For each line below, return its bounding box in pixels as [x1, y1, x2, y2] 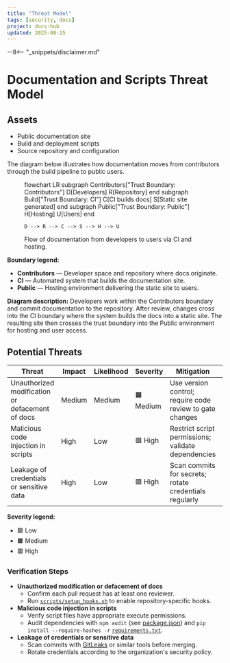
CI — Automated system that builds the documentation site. [16, 276, 186, 285]
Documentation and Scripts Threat [7, 72, 208, 88]
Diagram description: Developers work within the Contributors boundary [7, 297, 214, 306]
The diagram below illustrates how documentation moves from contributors [7, 160, 220, 168]
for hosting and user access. [7, 326, 88, 335]
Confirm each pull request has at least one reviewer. [27, 589, 175, 598]
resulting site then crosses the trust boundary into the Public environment [7, 319, 215, 327]
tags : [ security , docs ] [7, 16, 75, 23]
